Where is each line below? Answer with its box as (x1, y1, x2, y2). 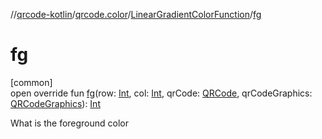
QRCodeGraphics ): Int (10, 97, 101, 109)
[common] (10, 76, 53, 88)
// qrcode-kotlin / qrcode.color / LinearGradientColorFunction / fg (10, 9, 262, 20)
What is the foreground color (10, 117, 130, 129)
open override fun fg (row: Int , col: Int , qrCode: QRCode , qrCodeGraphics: (10, 87, 313, 99)
